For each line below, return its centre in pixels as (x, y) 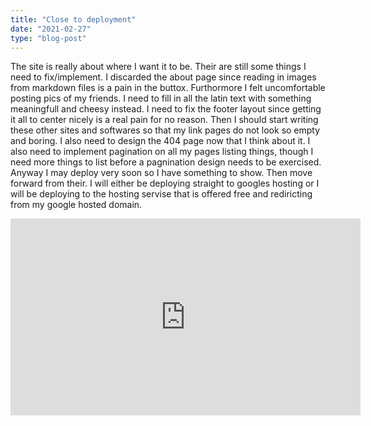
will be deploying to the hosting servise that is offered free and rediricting (161, 194)
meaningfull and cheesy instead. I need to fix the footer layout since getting (166, 109)
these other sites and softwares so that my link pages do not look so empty (165, 130)
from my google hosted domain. (76, 205)
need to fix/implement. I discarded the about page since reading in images (163, 77)
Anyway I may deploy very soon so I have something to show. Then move (161, 173)
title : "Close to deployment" (73, 19)
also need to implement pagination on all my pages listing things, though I (162, 152)
